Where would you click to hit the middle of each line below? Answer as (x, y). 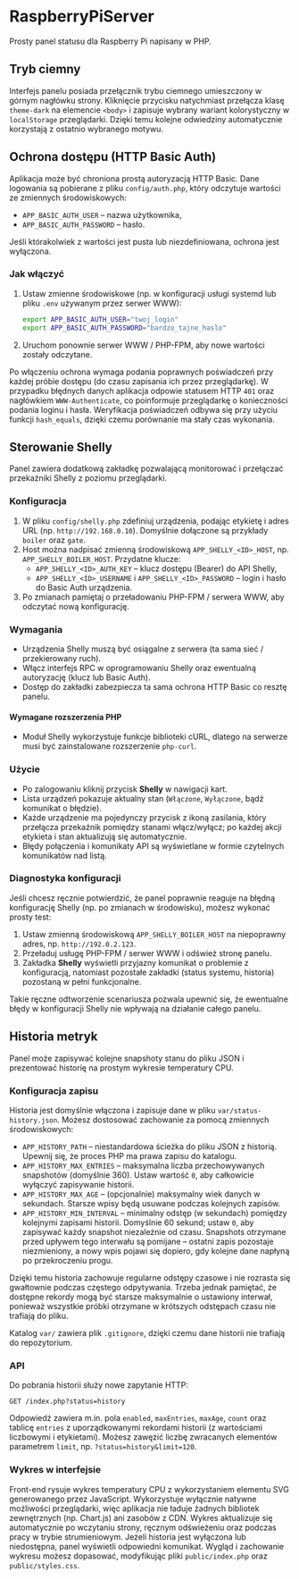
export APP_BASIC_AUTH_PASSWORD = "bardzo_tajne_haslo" (124, 328)
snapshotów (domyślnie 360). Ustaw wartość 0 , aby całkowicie (138, 1175)
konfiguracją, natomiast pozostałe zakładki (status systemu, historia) (148, 972)
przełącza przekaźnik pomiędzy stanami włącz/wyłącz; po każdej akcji (152, 827)
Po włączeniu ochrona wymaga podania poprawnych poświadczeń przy (141, 372)
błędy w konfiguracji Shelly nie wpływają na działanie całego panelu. (135, 1008)
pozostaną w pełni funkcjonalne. (82, 981)
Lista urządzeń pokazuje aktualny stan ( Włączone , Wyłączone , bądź (143, 798)
